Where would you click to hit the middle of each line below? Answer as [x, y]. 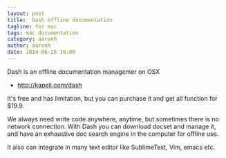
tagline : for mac [32, 26]
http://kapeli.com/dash [49, 85]
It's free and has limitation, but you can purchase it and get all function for [112, 98]
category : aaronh [32, 39]
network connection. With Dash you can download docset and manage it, [112, 126]
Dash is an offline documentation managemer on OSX [84, 71]
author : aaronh [29, 46]
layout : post [26, 13]
